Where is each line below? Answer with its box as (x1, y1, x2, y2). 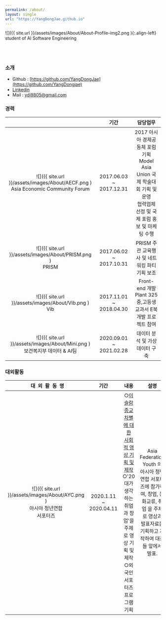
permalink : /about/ (5, 7, 45, 12)
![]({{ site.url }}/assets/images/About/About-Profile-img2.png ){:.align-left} (5, 30, 157, 36)
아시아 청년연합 (29, 505, 63, 512)
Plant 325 (135, 291, 158, 298)
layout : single (5, 12, 37, 17)
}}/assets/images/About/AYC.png (7, 492, 85, 499)
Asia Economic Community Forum (11, 185, 90, 192)
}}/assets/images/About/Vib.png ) (11, 299, 90, 306)
